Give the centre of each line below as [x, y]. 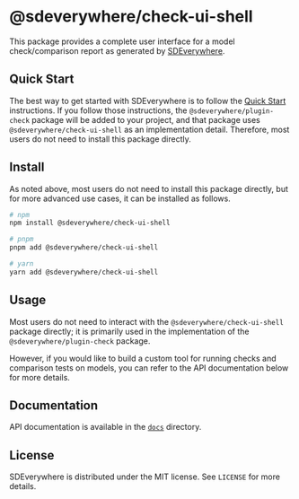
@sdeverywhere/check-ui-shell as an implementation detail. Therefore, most [149, 129]
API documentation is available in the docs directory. [106, 427]
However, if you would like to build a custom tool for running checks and [143, 358]
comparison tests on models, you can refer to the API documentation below [149, 368]
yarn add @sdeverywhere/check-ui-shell [84, 272]
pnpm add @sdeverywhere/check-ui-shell [84, 248]
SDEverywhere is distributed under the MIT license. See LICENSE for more [145, 477]
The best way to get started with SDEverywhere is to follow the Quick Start [148, 101]
